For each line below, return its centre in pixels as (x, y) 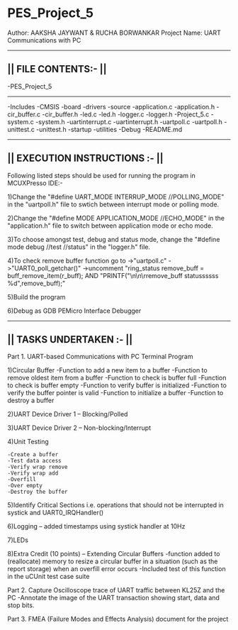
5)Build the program (36, 297)
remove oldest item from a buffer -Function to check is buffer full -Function (117, 378)
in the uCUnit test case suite (49, 577)
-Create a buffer (33, 455)
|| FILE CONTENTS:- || (57, 69)
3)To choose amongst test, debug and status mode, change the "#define (114, 239)
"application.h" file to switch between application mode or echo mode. (110, 226)
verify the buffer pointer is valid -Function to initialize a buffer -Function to (115, 393)
